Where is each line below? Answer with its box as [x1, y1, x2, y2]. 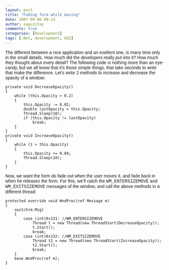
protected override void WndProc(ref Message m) [5, 198, 110, 203]
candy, [5, 64, 19, 70]
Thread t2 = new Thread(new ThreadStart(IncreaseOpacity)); [32, 238, 162, 243]
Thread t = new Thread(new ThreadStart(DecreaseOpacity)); [32, 220, 159, 225]
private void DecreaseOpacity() [5, 84, 73, 89]
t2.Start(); [32, 243, 58, 248]
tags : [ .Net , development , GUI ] [5, 36, 73, 41]
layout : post [5, 7, 33, 13]
